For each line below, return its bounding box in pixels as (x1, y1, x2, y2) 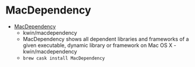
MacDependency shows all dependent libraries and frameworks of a (22, 35, 189, 42)
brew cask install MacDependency (22, 55, 105, 61)
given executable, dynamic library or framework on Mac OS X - (22, 42, 177, 49)
